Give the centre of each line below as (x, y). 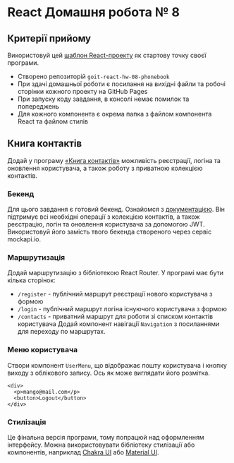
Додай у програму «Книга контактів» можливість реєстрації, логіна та (114, 160)
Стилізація (27, 422)
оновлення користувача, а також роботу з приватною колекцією (105, 168)
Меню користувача (43, 350)
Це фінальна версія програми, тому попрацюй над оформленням (106, 437)
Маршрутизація (36, 258)
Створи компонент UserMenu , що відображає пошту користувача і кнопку (117, 365)
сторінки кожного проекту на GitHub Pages (82, 91)
